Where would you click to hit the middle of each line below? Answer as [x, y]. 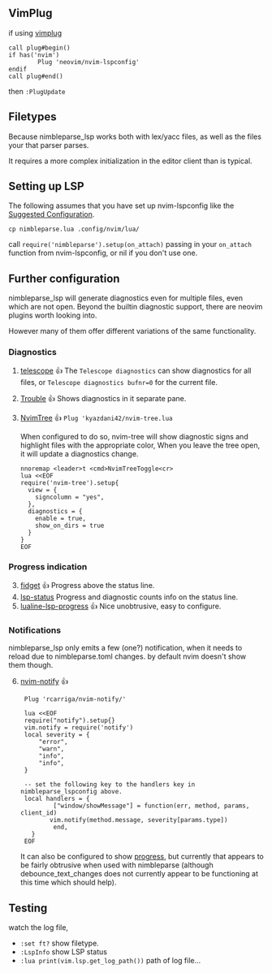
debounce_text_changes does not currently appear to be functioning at [139, 874]
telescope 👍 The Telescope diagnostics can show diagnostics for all [136, 370]
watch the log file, [39, 927]
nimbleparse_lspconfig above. [71, 792]
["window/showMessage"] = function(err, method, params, [151, 806]
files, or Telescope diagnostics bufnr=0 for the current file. [119, 382]
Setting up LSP [46, 186]
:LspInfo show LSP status [64, 951]
